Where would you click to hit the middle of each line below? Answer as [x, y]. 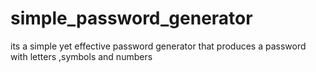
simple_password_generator [131, 18]
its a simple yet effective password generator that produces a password [158, 46]
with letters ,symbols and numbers [81, 56]
